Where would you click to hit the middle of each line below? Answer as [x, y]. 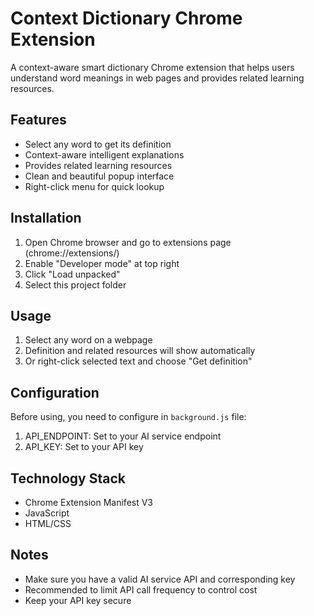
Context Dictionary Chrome [126, 18]
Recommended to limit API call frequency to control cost [141, 589]
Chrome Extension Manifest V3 [89, 502]
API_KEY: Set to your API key [84, 447]
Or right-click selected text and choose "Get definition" [138, 361]
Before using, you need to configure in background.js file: [128, 417]
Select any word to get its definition [98, 144]
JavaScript [47, 513]
